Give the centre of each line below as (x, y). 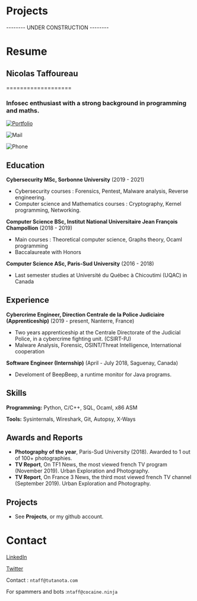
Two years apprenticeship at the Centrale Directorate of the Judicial (98, 332)
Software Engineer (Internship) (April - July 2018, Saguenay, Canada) (92, 363)
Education (26, 165)
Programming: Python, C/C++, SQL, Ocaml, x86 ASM (72, 407)
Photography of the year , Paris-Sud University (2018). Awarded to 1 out (103, 452)
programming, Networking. (48, 210)
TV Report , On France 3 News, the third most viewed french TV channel (103, 477)
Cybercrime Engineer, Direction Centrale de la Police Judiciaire (85, 314)
